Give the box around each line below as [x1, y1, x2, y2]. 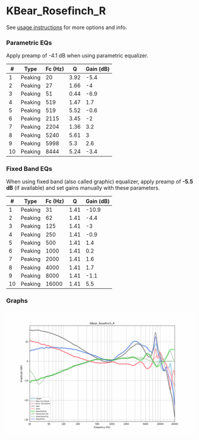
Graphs [6, 296, 28, 305]
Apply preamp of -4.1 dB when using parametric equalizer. [6, 52, 149, 59]
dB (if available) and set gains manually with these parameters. [6, 184, 160, 192]
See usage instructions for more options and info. [6, 24, 128, 31]
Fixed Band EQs [6, 164, 52, 173]
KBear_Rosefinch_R [6, 4, 106, 18]
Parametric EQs [6, 39, 52, 47]
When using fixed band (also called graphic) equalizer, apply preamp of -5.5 [6, 178, 193, 185]
